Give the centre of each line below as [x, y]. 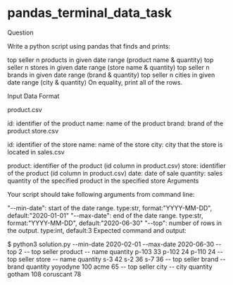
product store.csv [33, 131]
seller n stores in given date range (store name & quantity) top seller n [108, 67]
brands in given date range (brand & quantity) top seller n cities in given [111, 75]
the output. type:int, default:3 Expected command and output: [97, 230]
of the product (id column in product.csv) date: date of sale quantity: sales [115, 173]
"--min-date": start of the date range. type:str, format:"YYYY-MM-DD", [110, 208]
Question [20, 32]
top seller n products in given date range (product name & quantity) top [111, 60]
